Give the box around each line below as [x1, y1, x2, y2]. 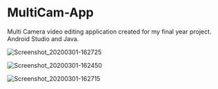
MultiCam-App [7, 5, 95, 21]
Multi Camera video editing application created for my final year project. [7, 27, 212, 36]
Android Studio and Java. [7, 34, 79, 42]
